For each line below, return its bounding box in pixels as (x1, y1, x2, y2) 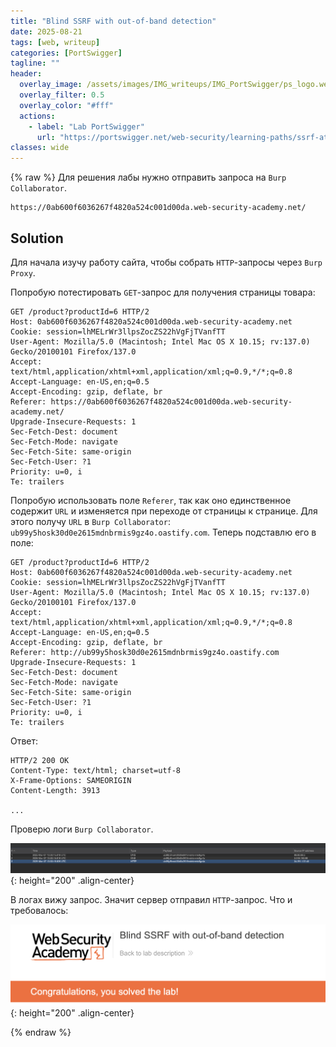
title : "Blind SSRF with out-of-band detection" (10, 16, 217, 26)
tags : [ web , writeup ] (10, 37, 101, 47)
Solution (10, 230, 64, 247)
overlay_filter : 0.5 (19, 90, 105, 100)
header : (10, 69, 43, 79)
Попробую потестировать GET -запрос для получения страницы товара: (10, 286, 316, 298)
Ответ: (10, 735, 39, 747)
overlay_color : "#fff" (19, 100, 114, 110)
